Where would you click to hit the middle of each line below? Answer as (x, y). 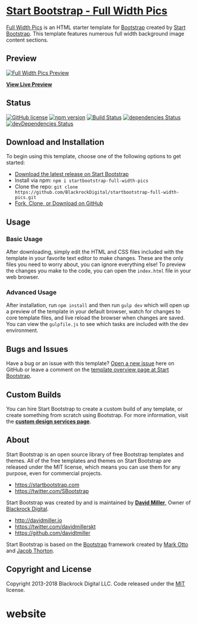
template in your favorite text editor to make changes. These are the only (95, 258)
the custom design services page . (49, 421)
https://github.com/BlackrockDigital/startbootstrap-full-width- (97, 193)
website (26, 614)
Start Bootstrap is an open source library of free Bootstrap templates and (95, 454)
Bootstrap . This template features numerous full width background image (95, 33)
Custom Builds (34, 394)
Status (19, 103)
